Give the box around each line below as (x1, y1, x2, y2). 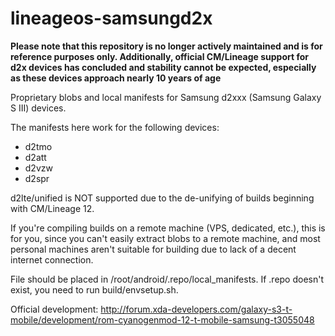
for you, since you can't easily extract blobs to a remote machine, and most (10, 232, 321, 244)
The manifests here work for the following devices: (10, 121, 220, 133)
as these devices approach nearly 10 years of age (10, 72, 222, 84)
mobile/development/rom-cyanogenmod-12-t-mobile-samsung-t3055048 (10, 313, 315, 326)
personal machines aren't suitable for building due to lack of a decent (10, 243, 297, 255)
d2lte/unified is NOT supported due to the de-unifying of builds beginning (10, 192, 315, 204)
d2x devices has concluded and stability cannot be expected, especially (10, 61, 317, 73)
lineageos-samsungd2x (10, 7, 213, 30)
